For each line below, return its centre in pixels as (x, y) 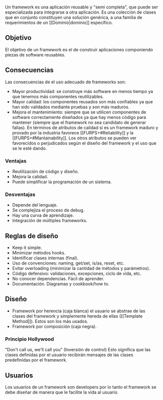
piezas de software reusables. (35, 55)
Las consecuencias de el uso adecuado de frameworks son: (65, 82)
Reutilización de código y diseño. (45, 171)
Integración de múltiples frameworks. (50, 221)
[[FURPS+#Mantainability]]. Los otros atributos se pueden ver (74, 138)
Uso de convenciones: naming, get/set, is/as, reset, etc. (68, 263)
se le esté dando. (30, 148)
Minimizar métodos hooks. (39, 253)
